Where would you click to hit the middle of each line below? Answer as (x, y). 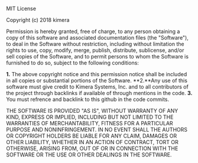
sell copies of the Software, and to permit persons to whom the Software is (98, 56)
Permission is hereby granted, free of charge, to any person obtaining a (93, 31)
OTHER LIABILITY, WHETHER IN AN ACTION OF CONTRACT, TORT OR (92, 142)
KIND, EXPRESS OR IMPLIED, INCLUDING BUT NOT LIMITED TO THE (90, 117)
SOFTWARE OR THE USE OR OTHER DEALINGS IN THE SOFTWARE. (89, 155)
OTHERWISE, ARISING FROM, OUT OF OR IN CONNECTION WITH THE (92, 148)
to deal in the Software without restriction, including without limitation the (95, 44)
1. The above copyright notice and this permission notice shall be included (97, 74)
